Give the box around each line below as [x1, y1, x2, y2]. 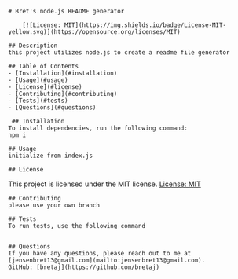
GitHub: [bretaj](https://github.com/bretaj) [8, 263, 159, 271]
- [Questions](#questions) [8, 104, 97, 112]
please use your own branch [8, 201, 101, 209]
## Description [8, 42, 58, 50]
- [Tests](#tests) [8, 97, 68, 105]
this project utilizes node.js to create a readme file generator [8, 49, 230, 57]
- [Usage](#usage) [8, 76, 68, 84]
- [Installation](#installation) [8, 69, 118, 77]
